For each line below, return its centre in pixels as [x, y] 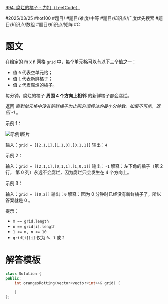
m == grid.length [31, 221]
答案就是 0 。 [19, 200]
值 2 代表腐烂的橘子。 [35, 85]
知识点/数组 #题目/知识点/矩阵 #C [46, 24]
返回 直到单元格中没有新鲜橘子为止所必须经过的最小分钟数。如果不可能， [81, 106]
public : [13, 278]
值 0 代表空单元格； [32, 72]
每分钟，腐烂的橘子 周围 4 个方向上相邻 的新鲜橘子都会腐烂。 [68, 95]
